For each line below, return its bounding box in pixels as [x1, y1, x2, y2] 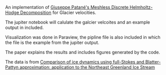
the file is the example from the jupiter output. [5, 39, 99, 45]
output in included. [5, 24, 44, 30]
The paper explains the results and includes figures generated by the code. [5, 49, 160, 55]
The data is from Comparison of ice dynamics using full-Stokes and [5, 59, 144, 64]
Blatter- [145, 59, 161, 64]
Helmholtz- [129, 4, 153, 10]
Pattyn [5, 64, 19, 70]
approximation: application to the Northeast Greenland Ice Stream [19, 64, 155, 70]
